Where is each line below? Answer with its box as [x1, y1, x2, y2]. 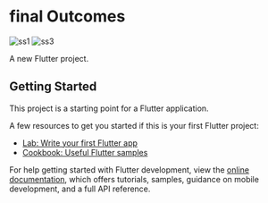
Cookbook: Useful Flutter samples [21, 147, 148, 157]
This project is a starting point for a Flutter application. [9, 103, 209, 114]
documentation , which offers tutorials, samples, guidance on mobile [9, 173, 259, 184]
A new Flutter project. [9, 53, 89, 63]
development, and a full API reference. [9, 183, 151, 194]
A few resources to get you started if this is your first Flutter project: [9, 120, 259, 131]
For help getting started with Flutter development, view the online [9, 164, 250, 175]
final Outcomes [9, 6, 126, 27]
